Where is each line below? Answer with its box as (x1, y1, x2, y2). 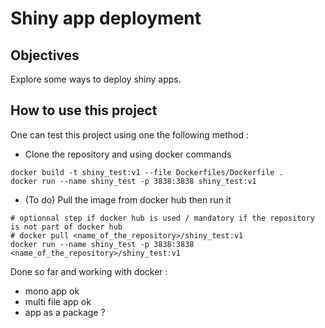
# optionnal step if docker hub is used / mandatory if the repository (10, 213, 315, 223)
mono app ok (24, 285, 80, 297)
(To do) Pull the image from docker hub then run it (24, 193, 232, 206)
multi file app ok (24, 295, 92, 307)
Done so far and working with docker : (10, 265, 168, 277)
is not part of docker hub (10, 222, 123, 232)
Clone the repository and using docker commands (24, 148, 232, 160)
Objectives (10, 47, 80, 64)
